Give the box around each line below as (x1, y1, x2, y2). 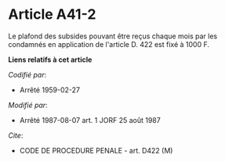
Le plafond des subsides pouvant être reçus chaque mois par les (8, 31, 218, 41)
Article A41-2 (8, 5, 96, 23)
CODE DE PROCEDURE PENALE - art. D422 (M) (19, 146, 173, 155)
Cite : (8, 131, 24, 140)
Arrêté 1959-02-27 (19, 85, 81, 95)
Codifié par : (8, 70, 47, 79)
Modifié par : (8, 100, 49, 110)
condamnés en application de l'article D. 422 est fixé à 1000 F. (8, 39, 210, 49)
